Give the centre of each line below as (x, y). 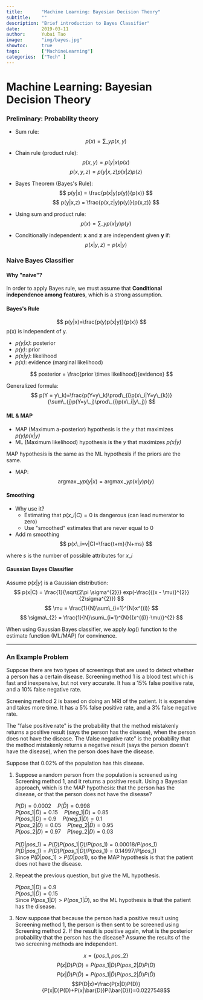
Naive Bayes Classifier (40, 261)
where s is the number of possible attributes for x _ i (69, 555)
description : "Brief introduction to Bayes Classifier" (78, 23)
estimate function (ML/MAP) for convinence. (62, 636)
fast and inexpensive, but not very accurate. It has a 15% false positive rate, (100, 683)
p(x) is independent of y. (37, 332)
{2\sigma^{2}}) (97, 599)
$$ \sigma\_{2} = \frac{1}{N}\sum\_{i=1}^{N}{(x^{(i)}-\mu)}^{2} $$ (101, 618)
